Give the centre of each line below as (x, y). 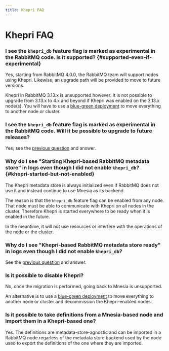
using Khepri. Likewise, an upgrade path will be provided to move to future (83, 80)
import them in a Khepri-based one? (51, 321)
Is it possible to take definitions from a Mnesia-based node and (84, 315)
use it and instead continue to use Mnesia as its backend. (65, 190)
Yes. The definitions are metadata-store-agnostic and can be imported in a (83, 332)
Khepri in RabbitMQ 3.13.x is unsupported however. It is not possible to (79, 95)
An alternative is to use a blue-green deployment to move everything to (80, 296)
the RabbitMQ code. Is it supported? (51, 57)
